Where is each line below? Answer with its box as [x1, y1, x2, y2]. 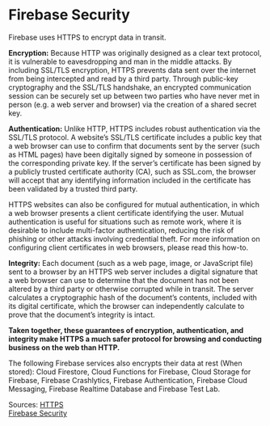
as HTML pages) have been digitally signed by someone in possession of [8, 150, 252, 159]
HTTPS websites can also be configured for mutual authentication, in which [8, 200, 260, 209]
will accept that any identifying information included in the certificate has [8, 175, 251, 185]
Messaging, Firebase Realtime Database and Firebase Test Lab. [8, 384, 221, 394]
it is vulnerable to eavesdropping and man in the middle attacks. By [8, 57, 232, 66]
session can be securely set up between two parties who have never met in [8, 91, 260, 100]
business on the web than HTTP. [8, 342, 120, 352]
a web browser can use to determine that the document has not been [8, 275, 239, 285]
